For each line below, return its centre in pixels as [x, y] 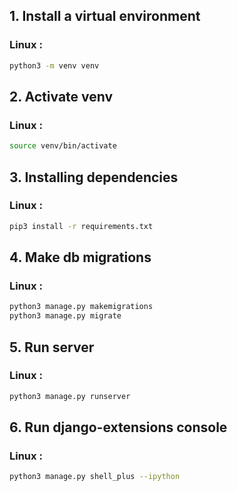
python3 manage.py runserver [70, 396]
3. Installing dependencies [94, 177]
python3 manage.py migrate [65, 316]
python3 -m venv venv [54, 65]
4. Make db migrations [80, 257]
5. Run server [52, 347]
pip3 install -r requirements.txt [81, 226]
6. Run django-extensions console [118, 427]
